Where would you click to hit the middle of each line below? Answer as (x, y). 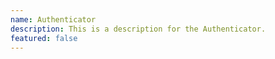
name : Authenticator (53, 19)
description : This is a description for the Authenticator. (138, 29)
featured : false (44, 38)
